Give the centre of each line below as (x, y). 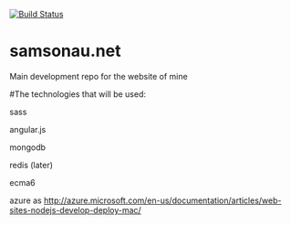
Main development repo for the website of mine (99, 76)
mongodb (28, 147)
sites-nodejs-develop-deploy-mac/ (75, 209)
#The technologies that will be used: (78, 94)
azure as (26, 200)
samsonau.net (65, 51)
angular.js (28, 129)
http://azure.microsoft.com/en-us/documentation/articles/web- (163, 200)
